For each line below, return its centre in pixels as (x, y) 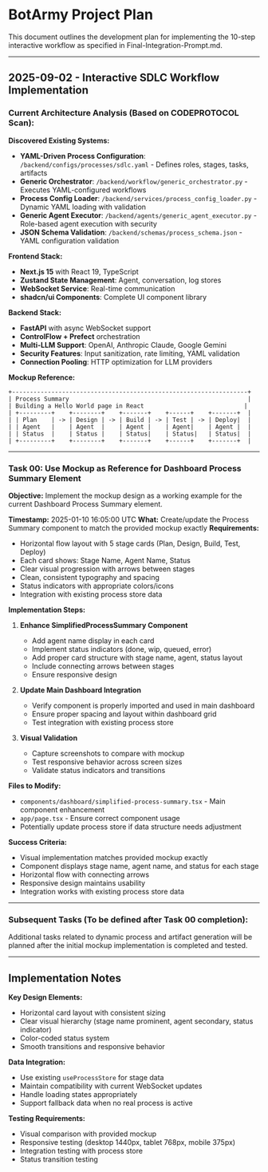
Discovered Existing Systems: (59, 140)
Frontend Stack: (35, 256)
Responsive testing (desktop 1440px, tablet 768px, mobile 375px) (128, 1142)
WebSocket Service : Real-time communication (97, 288)
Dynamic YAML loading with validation (83, 207)
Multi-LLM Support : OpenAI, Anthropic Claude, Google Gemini (123, 345)
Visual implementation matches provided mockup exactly (114, 857)
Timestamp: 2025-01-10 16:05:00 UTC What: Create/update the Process (129, 519)
